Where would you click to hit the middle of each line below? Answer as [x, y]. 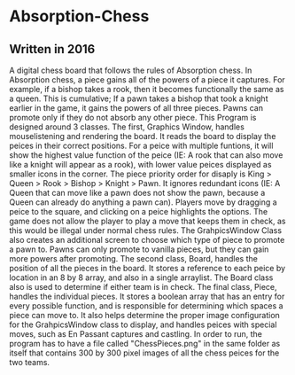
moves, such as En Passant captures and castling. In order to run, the [136, 334]
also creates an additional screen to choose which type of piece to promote [147, 240]
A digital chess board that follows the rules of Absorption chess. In [131, 70]
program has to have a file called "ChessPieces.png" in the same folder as [145, 344]
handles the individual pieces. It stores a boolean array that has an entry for [147, 296]
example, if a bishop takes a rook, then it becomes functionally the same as [147, 89]
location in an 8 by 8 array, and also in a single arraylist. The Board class [141, 277]
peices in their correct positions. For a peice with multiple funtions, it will [141, 145]
